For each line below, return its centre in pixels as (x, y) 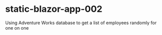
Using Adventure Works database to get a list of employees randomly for (81, 23)
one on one (17, 28)
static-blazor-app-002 (54, 9)
